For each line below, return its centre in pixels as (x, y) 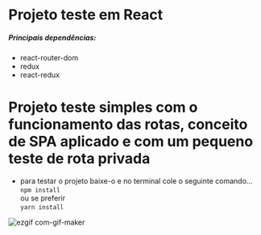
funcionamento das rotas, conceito (128, 124)
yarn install (42, 208)
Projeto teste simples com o (103, 107)
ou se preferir (43, 198)
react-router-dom (49, 58)
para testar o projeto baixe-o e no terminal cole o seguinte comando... (136, 181)
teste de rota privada (79, 159)
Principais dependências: (52, 37)
